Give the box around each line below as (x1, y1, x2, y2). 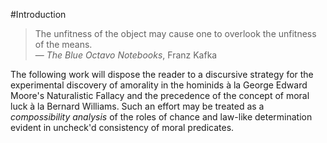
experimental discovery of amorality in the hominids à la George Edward (10, 79, 308, 91)
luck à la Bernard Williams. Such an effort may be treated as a (10, 100, 265, 112)
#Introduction (10, 9, 67, 20)
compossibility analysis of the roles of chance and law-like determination (10, 111, 313, 123)
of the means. (34, 39, 93, 50)
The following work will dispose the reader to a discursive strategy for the (10, 69, 314, 80)
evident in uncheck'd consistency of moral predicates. (10, 122, 235, 133)
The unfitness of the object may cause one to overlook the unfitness (34, 28, 317, 39)
